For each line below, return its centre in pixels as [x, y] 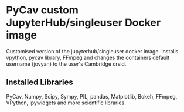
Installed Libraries [40, 82]
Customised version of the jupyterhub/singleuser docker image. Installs [92, 51]
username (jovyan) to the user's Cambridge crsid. [66, 64]
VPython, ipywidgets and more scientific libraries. [66, 103]
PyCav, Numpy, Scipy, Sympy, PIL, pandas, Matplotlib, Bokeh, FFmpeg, [92, 96]
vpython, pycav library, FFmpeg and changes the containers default [88, 57]
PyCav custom [42, 10]
